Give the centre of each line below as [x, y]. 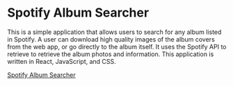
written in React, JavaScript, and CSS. [62, 61]
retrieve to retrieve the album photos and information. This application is [111, 54]
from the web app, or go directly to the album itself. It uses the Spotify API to [117, 46]
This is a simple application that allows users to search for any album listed [114, 32]
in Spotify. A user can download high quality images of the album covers [111, 39]
